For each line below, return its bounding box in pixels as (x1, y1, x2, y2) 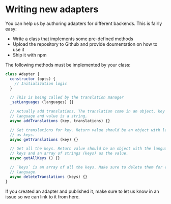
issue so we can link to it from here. (5, 193, 80, 199)
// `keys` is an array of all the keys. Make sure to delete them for (10, 165, 163, 170)
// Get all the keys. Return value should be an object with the (10, 146, 152, 151)
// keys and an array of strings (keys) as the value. (10, 151, 129, 156)
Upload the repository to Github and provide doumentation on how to (12, 41, 158, 47)
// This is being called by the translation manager (10, 95, 124, 100)
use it (12, 46, 24, 52)
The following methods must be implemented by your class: (5, 62, 131, 68)
